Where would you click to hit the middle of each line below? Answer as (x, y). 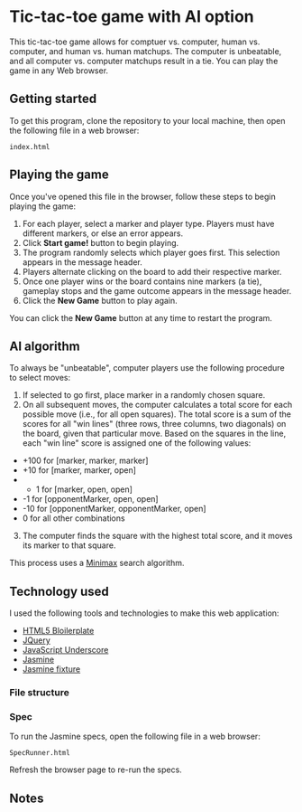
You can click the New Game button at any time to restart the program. (141, 317)
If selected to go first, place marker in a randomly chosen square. (144, 395)
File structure (39, 693)
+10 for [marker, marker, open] (79, 470)
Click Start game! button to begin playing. (101, 242)
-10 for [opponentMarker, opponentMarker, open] (114, 509)
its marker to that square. (69, 545)
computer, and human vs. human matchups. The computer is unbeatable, (146, 51)
